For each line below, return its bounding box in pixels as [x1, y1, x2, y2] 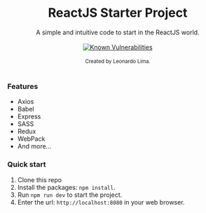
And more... [17, 142, 52, 151]
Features [7, 81, 39, 91]
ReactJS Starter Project [48, 5, 188, 21]
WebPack [17, 135, 46, 143]
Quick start [7, 160, 47, 170]
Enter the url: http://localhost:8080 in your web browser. [17, 198, 185, 206]
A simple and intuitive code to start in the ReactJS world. [36, 28, 200, 36]
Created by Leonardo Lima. [85, 57, 151, 64]
